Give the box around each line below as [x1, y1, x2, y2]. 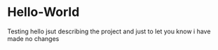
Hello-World [7, 4, 80, 20]
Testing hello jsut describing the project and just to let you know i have [7, 27, 211, 35]
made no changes [7, 34, 60, 42]
